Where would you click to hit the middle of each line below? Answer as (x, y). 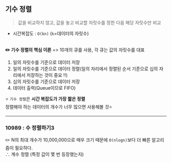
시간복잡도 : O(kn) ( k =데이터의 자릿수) (51, 33)
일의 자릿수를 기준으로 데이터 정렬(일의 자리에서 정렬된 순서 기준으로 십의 (85, 69)
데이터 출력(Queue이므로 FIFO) (44, 88)
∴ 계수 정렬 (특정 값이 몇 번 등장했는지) (45, 154)
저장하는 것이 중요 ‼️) (47, 75)
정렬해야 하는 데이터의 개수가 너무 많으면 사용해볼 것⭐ (59, 107)
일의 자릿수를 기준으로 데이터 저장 (46, 62)
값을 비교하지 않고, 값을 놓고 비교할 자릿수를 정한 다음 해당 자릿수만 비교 (89, 23)
